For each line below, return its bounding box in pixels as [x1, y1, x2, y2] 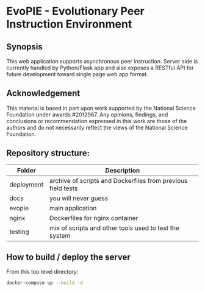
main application [49, 204, 97, 212]
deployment [9, 180, 44, 188]
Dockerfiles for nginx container [49, 213, 138, 222]
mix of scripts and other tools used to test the [49, 224, 180, 232]
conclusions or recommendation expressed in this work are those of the [6, 117, 187, 124]
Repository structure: [6, 148, 90, 158]
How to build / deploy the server [6, 252, 131, 263]
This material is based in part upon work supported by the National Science [6, 104, 196, 112]
